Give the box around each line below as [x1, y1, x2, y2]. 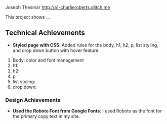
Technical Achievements [5, 29, 85, 37]
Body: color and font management [12, 57, 85, 63]
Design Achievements [5, 96, 61, 103]
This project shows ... [5, 14, 50, 20]
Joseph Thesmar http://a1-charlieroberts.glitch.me [5, 5, 110, 10]
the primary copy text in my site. [12, 113, 80, 119]
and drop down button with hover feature [12, 47, 99, 53]
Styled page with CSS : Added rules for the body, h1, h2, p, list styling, [12, 42, 158, 48]
